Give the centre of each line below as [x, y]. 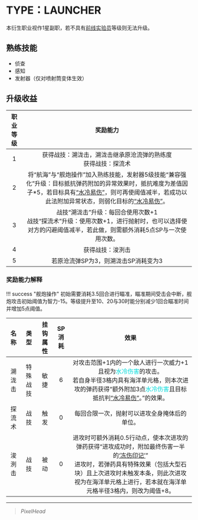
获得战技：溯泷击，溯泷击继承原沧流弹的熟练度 [107, 154]
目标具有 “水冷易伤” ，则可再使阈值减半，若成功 [117, 192]
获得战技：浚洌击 [107, 249]
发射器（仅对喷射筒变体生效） [51, 78]
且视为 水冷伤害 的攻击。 [131, 371]
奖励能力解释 [24, 280]
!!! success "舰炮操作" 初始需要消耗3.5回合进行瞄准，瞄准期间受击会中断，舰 [99, 294]
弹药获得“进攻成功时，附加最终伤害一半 [131, 446]
